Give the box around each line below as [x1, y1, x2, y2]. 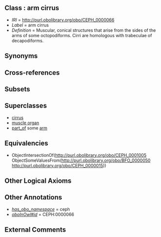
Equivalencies [4, 139, 48, 148]
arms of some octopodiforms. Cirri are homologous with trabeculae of [11, 32, 152, 38]
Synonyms [4, 52, 38, 60]
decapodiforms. [11, 38, 44, 43]
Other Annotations [4, 193, 62, 202]
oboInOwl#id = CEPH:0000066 [11, 211, 74, 217]
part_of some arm [11, 125, 48, 131]
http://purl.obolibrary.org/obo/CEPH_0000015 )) [11, 162, 107, 168]
